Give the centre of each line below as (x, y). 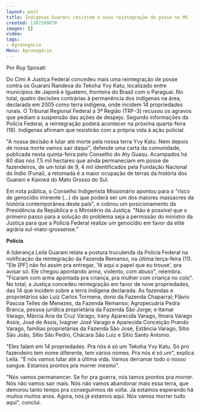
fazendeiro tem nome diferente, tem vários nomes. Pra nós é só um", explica (100, 352)
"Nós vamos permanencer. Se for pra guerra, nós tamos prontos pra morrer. (100, 377)
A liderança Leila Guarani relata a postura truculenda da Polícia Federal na (97, 252)
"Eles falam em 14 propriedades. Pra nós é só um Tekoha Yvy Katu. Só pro (98, 346)
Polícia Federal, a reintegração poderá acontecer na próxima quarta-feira (96, 124)
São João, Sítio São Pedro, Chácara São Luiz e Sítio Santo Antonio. (89, 334)
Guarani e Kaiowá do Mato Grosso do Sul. (58, 179)
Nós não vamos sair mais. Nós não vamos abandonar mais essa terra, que (98, 383)
